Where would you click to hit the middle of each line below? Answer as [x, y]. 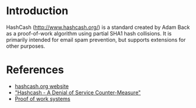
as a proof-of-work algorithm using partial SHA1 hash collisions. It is [89, 33]
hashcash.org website [42, 86]
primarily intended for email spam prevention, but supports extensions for [96, 40]
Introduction [37, 11]
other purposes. [26, 46]
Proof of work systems [42, 99]
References [35, 70]
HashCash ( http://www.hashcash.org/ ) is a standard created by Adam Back [98, 27]
